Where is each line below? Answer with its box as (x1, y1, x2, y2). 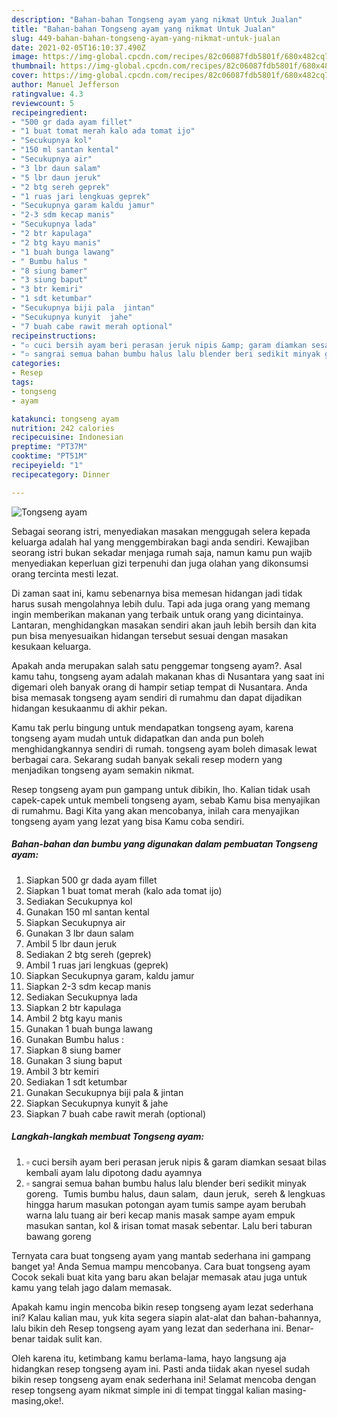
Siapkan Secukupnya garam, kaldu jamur (25, 969, 195, 981)
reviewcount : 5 (11, 98, 75, 108)
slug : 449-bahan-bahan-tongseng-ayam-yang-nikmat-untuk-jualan (11, 33, 281, 43)
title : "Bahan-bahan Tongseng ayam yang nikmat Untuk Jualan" (11, 24, 276, 34)
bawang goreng (25, 1230, 92, 1242)
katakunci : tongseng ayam (11, 414, 119, 424)
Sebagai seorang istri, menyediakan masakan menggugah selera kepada (11, 525, 311, 537)
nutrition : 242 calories (11, 423, 115, 433)
